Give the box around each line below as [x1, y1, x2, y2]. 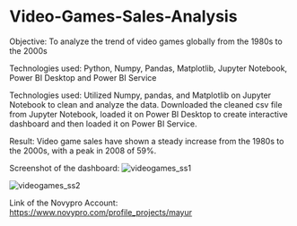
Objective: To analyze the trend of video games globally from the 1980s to [9, 36, 283, 47]
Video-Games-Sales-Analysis [9, 6, 238, 27]
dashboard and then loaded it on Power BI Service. [9, 118, 197, 129]
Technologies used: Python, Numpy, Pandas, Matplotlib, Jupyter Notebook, [9, 63, 288, 74]
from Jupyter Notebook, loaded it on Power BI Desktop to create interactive [9, 109, 289, 119]
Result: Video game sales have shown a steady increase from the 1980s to [9, 135, 284, 146]
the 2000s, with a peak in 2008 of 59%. [9, 145, 157, 156]
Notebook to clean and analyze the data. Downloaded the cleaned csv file [9, 99, 283, 109]
